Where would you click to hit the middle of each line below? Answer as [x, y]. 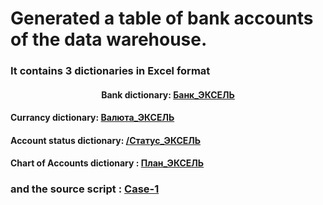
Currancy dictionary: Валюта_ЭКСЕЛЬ [92, 118]
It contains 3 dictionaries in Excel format [110, 71]
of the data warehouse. [109, 39]
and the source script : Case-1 [85, 189]
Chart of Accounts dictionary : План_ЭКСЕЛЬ [107, 163]
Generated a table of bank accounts [162, 18]
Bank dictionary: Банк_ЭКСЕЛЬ [168, 94]
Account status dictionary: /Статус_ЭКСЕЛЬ [106, 140]
